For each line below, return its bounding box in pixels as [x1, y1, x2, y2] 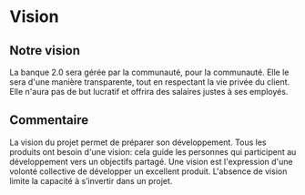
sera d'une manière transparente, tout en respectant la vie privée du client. [9, 77, 290, 87]
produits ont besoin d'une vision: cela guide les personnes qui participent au [9, 146, 297, 157]
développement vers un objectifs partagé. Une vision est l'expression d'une [9, 156, 293, 167]
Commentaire [9, 112, 89, 128]
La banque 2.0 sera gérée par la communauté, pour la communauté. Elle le [9, 67, 290, 77]
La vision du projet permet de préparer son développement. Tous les [9, 137, 267, 148]
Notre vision [9, 43, 80, 58]
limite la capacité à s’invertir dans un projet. [9, 175, 173, 186]
